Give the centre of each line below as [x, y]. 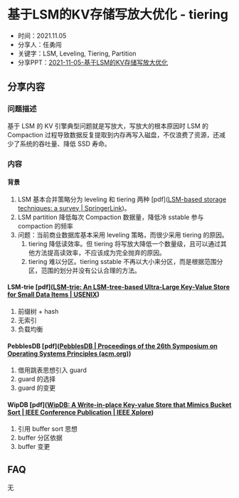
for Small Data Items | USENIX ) [53, 295]
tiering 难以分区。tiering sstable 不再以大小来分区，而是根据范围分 [126, 261]
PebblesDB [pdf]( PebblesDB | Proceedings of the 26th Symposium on [113, 346]
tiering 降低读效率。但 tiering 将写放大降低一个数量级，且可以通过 [124, 243]
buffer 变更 [34, 447]
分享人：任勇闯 [39, 44]
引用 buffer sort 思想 [48, 429]
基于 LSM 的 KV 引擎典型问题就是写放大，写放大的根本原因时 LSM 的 [108, 126]
